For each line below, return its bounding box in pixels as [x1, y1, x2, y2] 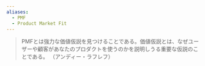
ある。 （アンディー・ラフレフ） [32, 53, 114, 61]
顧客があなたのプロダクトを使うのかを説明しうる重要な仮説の [37, 45, 193, 53]
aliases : [6, 9, 29, 15]
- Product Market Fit [12, 20, 67, 26]
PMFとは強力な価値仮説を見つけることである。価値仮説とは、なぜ [21, 38, 188, 45]
